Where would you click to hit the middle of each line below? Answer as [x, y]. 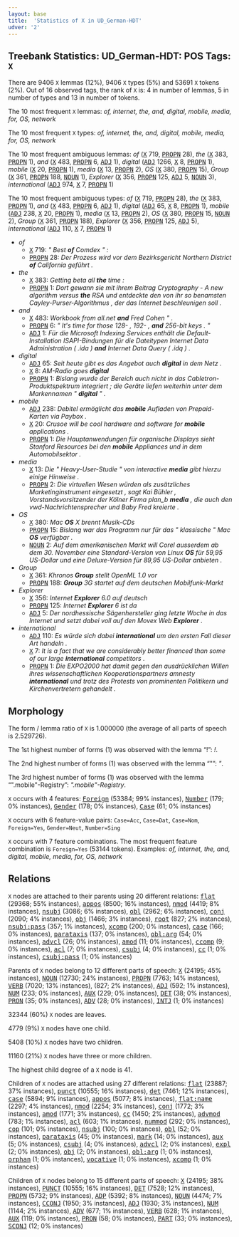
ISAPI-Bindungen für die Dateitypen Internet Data [136, 341]
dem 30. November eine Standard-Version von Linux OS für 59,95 [126, 553]
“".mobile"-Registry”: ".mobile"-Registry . [67, 785]
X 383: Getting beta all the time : [77, 280]
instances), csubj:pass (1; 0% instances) [70, 956]
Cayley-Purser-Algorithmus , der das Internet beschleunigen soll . [125, 303]
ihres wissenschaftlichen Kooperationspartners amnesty [112, 674]
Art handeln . [48, 643]
